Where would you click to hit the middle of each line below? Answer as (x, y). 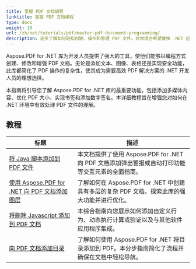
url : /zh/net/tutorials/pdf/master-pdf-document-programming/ (83, 33)
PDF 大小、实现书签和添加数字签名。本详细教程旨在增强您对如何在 (108, 97)
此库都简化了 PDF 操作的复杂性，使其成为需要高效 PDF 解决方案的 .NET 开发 (98, 70)
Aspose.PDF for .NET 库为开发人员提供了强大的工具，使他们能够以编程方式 (96, 56)
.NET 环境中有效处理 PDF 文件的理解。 (52, 105)
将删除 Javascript (33, 215)
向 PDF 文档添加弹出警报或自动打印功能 (131, 163)
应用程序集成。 (98, 228)
